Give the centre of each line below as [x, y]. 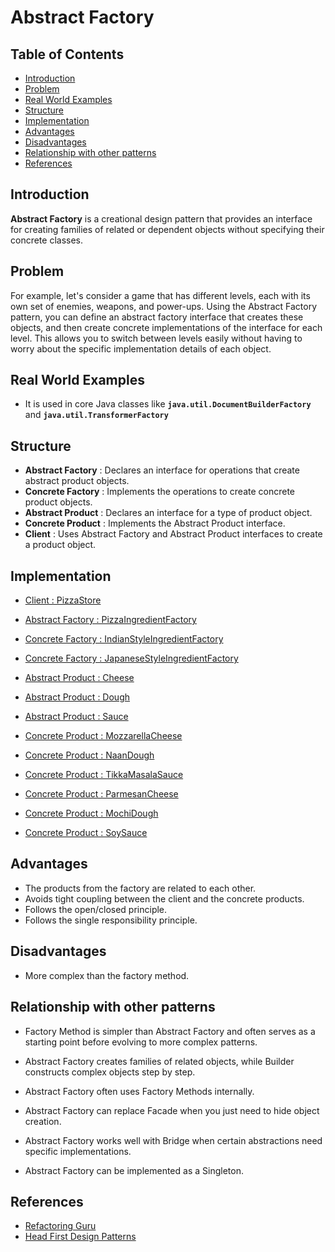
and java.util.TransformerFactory [96, 415]
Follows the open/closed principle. [96, 909]
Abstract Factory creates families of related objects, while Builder [159, 1061]
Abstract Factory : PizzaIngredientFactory [110, 620]
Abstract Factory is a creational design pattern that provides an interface [161, 218]
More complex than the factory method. [107, 975]
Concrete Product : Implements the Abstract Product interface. [155, 523]
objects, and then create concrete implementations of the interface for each [166, 327]
